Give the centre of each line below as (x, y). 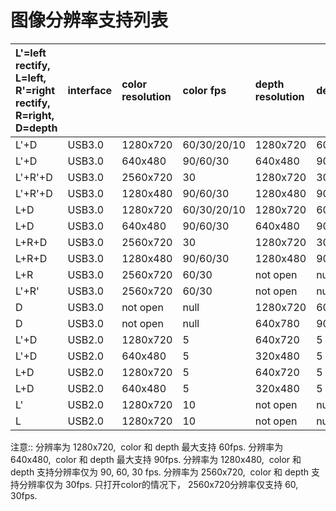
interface (90, 90)
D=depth (36, 128)
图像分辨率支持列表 (89, 20)
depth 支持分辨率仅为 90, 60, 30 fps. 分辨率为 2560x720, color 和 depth (160, 472)
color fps (204, 90)
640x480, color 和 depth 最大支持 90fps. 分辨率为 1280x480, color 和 (156, 459)
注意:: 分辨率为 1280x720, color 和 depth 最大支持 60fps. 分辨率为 (147, 447)
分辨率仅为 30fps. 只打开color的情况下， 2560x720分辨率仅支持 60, (158, 484)
